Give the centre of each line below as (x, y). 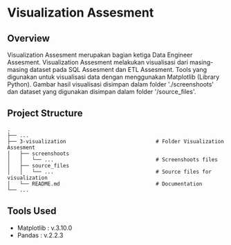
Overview (29, 38)
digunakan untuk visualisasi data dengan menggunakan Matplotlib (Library (113, 77)
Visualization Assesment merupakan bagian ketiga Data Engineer (100, 55)
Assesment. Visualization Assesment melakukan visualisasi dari (98, 62)
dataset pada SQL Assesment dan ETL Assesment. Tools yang (118, 70)
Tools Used (32, 211)
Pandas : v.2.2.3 (40, 235)
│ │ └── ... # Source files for (110, 172)
